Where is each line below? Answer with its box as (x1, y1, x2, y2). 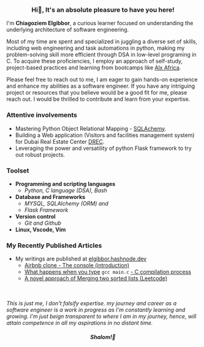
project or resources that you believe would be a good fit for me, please (6, 89, 187, 96)
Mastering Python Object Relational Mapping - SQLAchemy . (15, 125, 167, 132)
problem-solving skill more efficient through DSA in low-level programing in (6, 51, 197, 58)
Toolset (6, 166, 29, 174)
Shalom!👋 (90, 333, 116, 340)
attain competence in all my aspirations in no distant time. (6, 319, 153, 327)
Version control (15, 212, 56, 220)
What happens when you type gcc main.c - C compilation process (24, 268, 192, 276)
